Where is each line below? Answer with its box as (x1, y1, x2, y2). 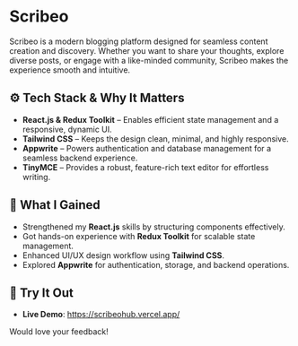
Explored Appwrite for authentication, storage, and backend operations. (22, 259, 290, 270)
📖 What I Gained (9, 197, 101, 212)
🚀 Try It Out (9, 285, 74, 300)
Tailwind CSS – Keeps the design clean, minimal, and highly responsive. (22, 133, 289, 144)
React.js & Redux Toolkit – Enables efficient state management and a (22, 114, 279, 125)
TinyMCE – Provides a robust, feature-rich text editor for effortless (22, 161, 269, 172)
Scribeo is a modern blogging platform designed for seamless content (9, 36, 268, 47)
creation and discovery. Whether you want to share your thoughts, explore (9, 45, 285, 56)
